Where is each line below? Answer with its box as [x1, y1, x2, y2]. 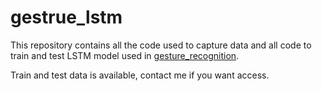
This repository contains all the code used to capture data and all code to [10, 39, 312, 51]
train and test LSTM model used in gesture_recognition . [10, 49, 240, 61]
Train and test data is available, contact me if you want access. [10, 69, 270, 81]
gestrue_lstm [10, 6, 123, 29]
